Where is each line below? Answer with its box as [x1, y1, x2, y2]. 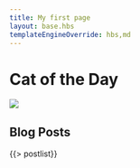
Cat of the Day [9, 69, 119, 89]
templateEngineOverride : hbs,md [9, 30, 131, 39]
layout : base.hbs [9, 22, 75, 31]
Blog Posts [9, 124, 71, 140]
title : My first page [9, 13, 91, 23]
